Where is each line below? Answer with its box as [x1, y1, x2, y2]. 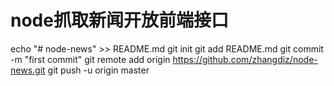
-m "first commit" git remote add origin [10, 53, 171, 65]
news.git [10, 64, 46, 76]
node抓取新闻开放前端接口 [10, 9, 229, 32]
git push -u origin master [47, 64, 150, 76]
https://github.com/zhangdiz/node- [172, 53, 318, 65]
